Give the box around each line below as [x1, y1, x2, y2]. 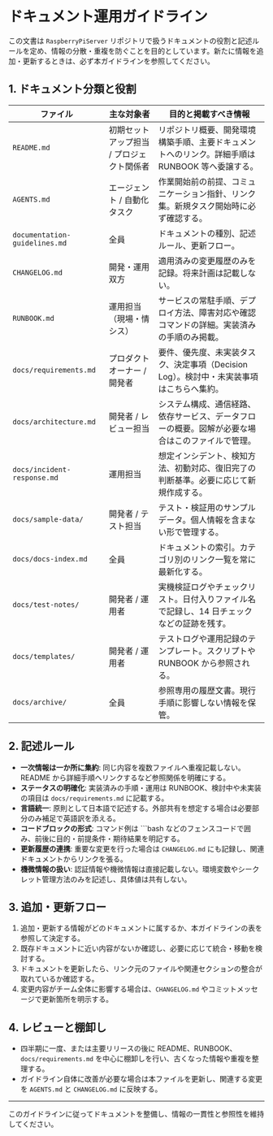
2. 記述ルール [8, 739, 75, 753]
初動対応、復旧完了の [174, 462, 256, 474]
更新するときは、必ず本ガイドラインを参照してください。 [22, 56, 215, 66]
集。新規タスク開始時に [158, 200, 248, 211]
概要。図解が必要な [174, 423, 248, 434]
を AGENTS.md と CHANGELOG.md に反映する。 [19, 1084, 162, 1094]
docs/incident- [12, 465, 71, 474]
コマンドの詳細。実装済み [158, 319, 256, 330]
